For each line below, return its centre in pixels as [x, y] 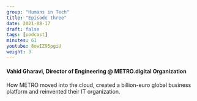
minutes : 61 [21, 40]
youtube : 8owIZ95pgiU [34, 47]
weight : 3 [19, 52]
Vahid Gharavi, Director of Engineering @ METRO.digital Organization [96, 72]
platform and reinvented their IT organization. [63, 91]
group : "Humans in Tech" [38, 12]
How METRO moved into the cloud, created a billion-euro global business [99, 85]
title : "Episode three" [37, 18]
